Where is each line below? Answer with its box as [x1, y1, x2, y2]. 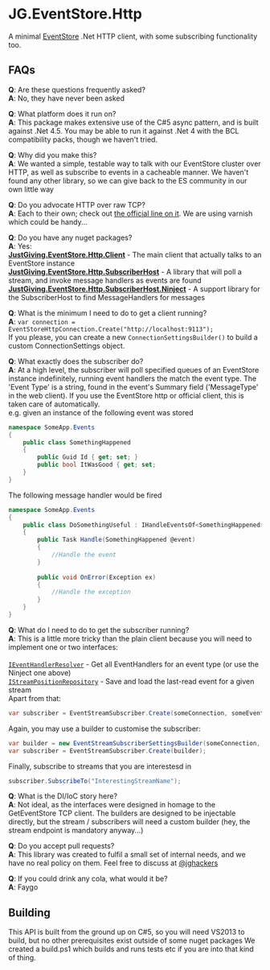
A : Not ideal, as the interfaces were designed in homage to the [8, 800, 216, 810]
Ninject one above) [8, 667, 72, 677]
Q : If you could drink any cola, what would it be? [8, 874, 168, 884]
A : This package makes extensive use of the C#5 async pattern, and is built [8, 118, 259, 127]
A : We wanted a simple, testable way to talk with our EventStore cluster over [8, 159, 261, 168]
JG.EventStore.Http [8, 5, 142, 23]
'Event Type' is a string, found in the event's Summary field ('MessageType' [8, 382, 259, 391]
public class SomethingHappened [22, 438, 131, 447]
